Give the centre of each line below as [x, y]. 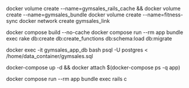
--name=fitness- [163, 15]
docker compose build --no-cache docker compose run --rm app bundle [95, 32]
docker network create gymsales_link [64, 21]
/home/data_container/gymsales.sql [49, 56]
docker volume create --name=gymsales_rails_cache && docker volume [93, 9]
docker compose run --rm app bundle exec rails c [67, 79]
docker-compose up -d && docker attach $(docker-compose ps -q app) [93, 67]
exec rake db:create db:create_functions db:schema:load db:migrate [89, 38]
